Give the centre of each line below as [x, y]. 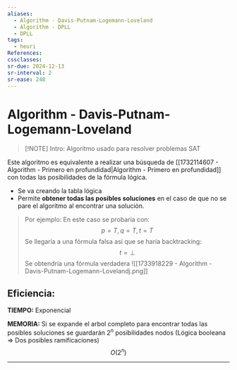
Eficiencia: [31, 293]
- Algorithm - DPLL [42, 27]
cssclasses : [25, 60]
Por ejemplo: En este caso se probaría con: [87, 220]
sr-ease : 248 [26, 79]
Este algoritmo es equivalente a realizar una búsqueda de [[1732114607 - [113, 162]
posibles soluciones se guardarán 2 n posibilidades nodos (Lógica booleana [116, 332]
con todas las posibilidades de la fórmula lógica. [77, 178]
